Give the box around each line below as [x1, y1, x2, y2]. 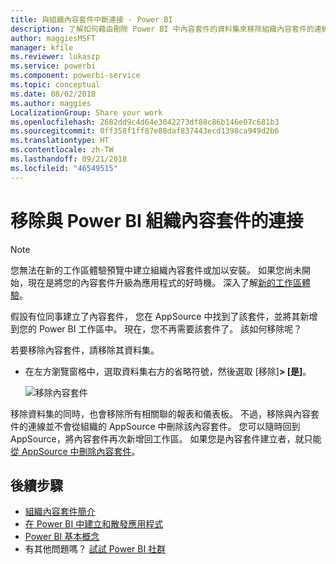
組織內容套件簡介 [24, 506, 96, 518]
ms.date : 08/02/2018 [10, 89, 97, 99]
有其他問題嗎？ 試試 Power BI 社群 [24, 543, 167, 555]
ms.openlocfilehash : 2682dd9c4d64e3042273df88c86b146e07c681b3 [10, 117, 280, 127]
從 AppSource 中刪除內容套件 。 [10, 445, 141, 457]
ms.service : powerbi [10, 61, 97, 71]
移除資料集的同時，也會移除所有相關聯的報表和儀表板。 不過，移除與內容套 [10, 407, 320, 420]
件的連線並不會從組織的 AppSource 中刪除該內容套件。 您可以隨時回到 [10, 420, 301, 432]
